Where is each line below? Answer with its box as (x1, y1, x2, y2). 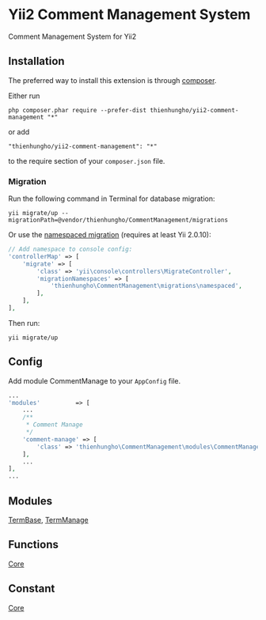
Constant (8, 582, 55, 595)
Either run (8, 91, 40, 100)
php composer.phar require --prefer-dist (8, 106, 147, 114)
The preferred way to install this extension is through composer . (8, 75, 217, 85)
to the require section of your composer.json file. (8, 156, 165, 165)
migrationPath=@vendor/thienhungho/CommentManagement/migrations (8, 216, 228, 225)
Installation (8, 55, 65, 68)
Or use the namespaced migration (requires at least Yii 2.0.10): (8, 230, 211, 240)
